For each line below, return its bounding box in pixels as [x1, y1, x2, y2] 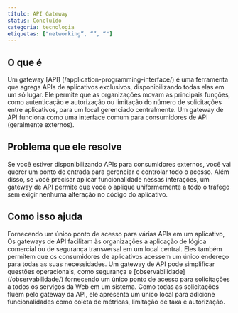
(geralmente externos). [7, 121, 75, 129]
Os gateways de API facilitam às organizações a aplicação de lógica [7, 237, 207, 246]
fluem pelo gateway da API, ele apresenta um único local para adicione [7, 290, 215, 298]
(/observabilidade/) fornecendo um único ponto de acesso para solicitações [7, 275, 230, 283]
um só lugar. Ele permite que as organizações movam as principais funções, [7, 90, 231, 99]
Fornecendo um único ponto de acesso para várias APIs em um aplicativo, [7, 229, 225, 238]
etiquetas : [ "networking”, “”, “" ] [7, 30, 113, 38]
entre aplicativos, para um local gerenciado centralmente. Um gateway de [7, 106, 224, 114]
